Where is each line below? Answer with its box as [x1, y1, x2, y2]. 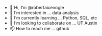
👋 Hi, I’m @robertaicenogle [9, 5, 65, 10]
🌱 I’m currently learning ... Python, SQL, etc [9, 15, 97, 20]
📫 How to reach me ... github [9, 26, 70, 31]
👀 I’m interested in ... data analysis [9, 10, 79, 16]
